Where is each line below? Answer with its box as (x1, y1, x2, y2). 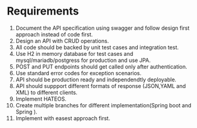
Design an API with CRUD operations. (15, 37, 109, 44)
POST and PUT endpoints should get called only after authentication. (15, 62, 188, 70)
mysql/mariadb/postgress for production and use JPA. (15, 56, 151, 64)
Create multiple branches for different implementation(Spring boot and (15, 101, 192, 109)
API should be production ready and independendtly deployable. (15, 76, 177, 83)
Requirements (7, 4, 79, 18)
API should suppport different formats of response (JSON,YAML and (15, 82, 186, 89)
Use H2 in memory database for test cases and (15, 50, 134, 57)
